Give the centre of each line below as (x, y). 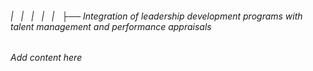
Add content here (46, 58)
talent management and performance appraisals (111, 26)
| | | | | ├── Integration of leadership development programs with (156, 16)
